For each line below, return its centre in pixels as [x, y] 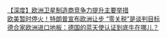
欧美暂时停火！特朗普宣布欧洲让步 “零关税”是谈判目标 [84, 19]
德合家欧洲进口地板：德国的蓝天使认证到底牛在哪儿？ [83, 27]
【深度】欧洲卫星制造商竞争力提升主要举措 [68, 10]
